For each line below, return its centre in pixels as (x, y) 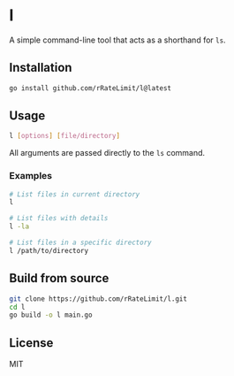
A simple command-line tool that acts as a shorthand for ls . (118, 40)
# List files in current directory (75, 194)
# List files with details (59, 219)
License (31, 343)
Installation (41, 68)
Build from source (59, 278)
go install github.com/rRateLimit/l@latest (91, 88)
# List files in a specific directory (80, 243)
